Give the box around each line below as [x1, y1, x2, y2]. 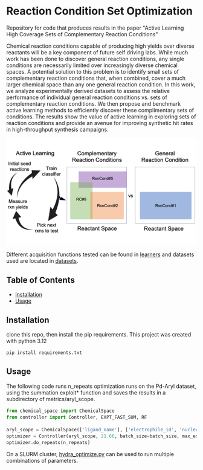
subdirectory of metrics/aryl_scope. [6, 395, 95, 402]
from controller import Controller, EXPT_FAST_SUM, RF [6, 414, 147, 420]
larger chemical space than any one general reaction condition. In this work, [6, 80, 196, 88]
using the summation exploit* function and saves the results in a [6, 388, 166, 396]
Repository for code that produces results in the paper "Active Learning [6, 24, 184, 31]
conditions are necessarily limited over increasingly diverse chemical [6, 62, 178, 69]
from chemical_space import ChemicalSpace [6, 408, 115, 414]
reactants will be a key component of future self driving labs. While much [6, 48, 188, 56]
